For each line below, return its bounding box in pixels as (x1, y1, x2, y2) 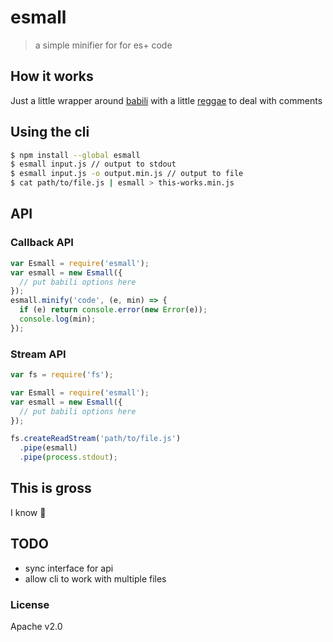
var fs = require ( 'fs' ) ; (10, 370, 114, 380)
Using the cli (10, 124, 90, 141)
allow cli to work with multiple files (24, 572, 167, 585)
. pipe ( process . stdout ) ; (19, 452, 118, 463)
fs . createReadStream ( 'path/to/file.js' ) (10, 434, 182, 444)
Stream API (10, 347, 67, 361)
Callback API (10, 236, 74, 250)
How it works (10, 68, 94, 85)
